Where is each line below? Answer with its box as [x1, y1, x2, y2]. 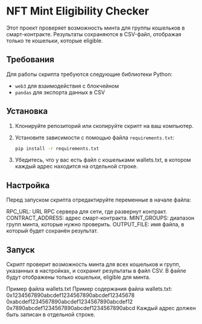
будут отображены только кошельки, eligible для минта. [6, 273, 151, 281]
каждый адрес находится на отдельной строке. [14, 163, 138, 170]
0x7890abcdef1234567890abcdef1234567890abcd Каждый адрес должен [6, 305, 196, 312]
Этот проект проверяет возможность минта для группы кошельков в [6, 24, 185, 31]
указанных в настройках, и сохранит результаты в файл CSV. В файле [6, 267, 186, 275]
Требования [6, 54, 54, 65]
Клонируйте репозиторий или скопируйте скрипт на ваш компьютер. [14, 122, 194, 129]
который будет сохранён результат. [6, 227, 98, 235]
